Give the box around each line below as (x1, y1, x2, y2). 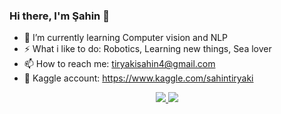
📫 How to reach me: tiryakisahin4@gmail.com (23, 58, 216, 70)
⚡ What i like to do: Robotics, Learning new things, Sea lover (23, 43, 272, 55)
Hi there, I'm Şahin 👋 (9, 9, 110, 23)
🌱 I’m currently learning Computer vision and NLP (23, 32, 229, 44)
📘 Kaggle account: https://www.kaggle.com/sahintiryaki (23, 72, 254, 84)
